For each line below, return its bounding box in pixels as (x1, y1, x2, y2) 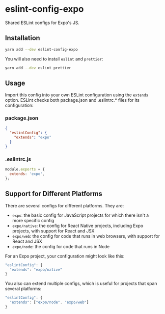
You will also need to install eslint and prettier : (5, 56, 103, 62)
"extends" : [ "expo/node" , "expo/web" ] (9, 300, 89, 305)
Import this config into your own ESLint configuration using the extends (5, 92, 149, 98)
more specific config (12, 217, 55, 223)
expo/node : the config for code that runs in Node (12, 243, 110, 249)
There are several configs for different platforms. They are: (5, 202, 124, 208)
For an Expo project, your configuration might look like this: (5, 253, 125, 259)
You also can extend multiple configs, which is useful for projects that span (5, 281, 157, 286)
